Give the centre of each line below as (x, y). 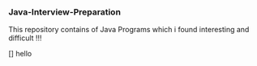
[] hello (20, 54)
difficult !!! (25, 38)
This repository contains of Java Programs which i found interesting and (129, 30)
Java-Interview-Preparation (65, 12)
